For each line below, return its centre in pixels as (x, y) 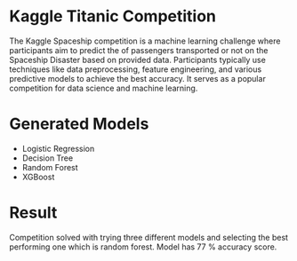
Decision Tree (48, 158)
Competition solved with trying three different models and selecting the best (149, 237)
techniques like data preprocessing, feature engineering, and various (136, 69)
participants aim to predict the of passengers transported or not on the (139, 50)
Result (33, 213)
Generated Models (79, 124)
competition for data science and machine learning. (104, 88)
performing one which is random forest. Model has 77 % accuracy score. (143, 247)
